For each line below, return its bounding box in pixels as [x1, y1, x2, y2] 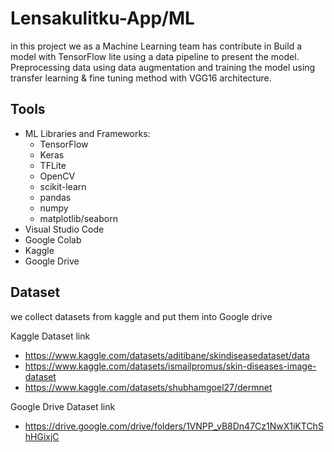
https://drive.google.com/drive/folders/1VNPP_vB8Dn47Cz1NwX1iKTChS [24, 420, 324, 432]
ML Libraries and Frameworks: [24, 127, 151, 139]
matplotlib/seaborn [39, 212, 118, 224]
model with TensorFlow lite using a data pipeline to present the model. [10, 50, 300, 62]
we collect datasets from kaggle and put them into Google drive [10, 310, 273, 322]
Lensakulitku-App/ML [10, 7, 195, 30]
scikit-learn [39, 180, 87, 192]
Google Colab [24, 233, 82, 246]
